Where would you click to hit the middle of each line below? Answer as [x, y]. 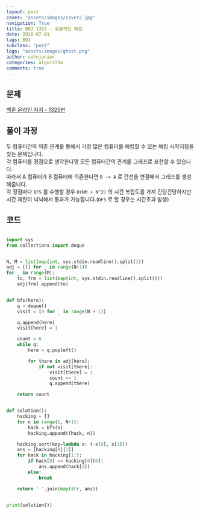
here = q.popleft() [52, 350]
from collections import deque [45, 246]
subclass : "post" [28, 46]
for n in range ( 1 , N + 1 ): [48, 422]
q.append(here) [36, 322]
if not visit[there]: [66, 366]
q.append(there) [70, 384]
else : [35, 472]
